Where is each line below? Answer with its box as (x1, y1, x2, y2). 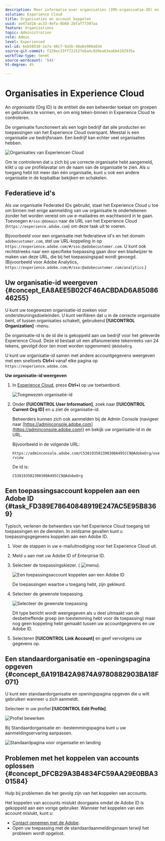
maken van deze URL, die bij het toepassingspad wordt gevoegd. (5, 254, 137, 260)
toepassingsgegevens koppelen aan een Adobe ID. (5, 534, 108, 539)
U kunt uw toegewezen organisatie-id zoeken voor (5, 307, 108, 313)
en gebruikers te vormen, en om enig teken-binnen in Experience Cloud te (5, 110, 155, 115)
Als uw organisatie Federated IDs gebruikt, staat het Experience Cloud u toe (5, 202, 159, 208)
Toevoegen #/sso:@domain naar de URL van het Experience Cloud (5, 218, 137, 224)
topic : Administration (5, 30, 52, 35)
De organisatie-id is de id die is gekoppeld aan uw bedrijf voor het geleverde (5, 332, 160, 338)
